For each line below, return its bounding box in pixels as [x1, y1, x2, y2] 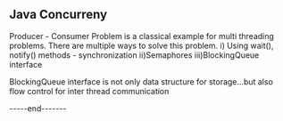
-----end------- [9, 102, 67, 114]
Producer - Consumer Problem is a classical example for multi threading [9, 30, 275, 41]
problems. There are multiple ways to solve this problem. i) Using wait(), [9, 40, 274, 51]
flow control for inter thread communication [9, 85, 170, 96]
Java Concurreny [9, 7, 108, 22]
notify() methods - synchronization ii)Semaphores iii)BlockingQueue [9, 49, 260, 60]
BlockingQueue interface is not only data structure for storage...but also [9, 76, 274, 87]
